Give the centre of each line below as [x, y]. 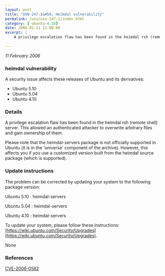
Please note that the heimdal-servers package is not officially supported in [81, 143]
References [19, 258]
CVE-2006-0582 [22, 268]
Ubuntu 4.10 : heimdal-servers [36, 215]
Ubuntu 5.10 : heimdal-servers [36, 196]
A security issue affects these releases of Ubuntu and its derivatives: [75, 79]
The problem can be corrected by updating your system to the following [78, 182]
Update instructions [29, 171]
